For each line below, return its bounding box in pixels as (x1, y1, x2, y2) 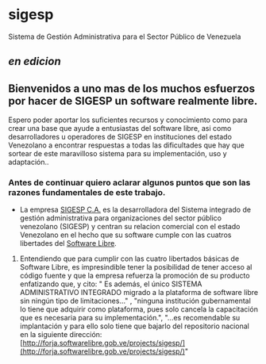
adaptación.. (8, 157, 49, 167)
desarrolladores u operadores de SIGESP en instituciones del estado (8, 132, 233, 142)
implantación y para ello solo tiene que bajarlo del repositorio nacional (19, 321, 250, 331)
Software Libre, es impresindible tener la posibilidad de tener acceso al (19, 262, 253, 272)
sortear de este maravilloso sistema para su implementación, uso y (8, 149, 228, 159)
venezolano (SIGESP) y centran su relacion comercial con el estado (19, 222, 241, 232)
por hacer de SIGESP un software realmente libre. (8, 94, 258, 108)
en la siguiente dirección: (19, 330, 102, 339)
